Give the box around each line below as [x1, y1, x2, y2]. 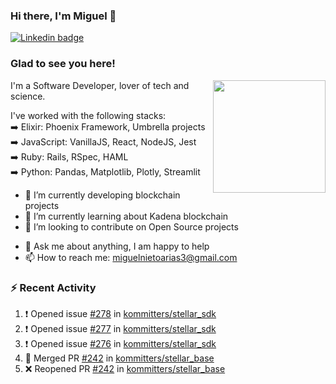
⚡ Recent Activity [10, 280, 97, 294]
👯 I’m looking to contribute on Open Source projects [24, 220, 239, 233]
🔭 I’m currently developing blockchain [24, 189, 181, 201]
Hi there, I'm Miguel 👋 [10, 9, 117, 23]
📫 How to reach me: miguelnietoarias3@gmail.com [24, 251, 238, 263]
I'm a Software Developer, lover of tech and [10, 79, 190, 91]
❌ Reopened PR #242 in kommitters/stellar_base [24, 362, 226, 374]
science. [10, 90, 46, 102]
